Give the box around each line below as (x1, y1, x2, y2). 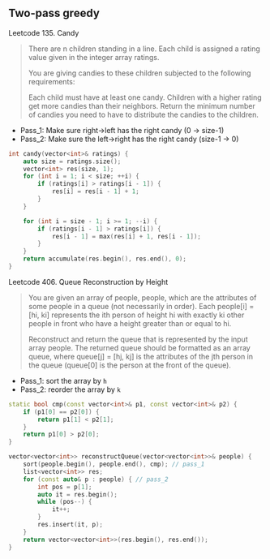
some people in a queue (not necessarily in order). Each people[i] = (28, 301, 255, 311)
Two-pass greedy (8, 6, 100, 20)
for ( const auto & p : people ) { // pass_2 (23, 475, 169, 484)
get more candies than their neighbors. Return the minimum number (28, 101, 255, 110)
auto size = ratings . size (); (23, 157, 122, 166)
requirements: (28, 76, 75, 86)
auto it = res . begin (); (37, 490, 118, 498)
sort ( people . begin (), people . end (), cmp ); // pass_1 (23, 460, 205, 469)
